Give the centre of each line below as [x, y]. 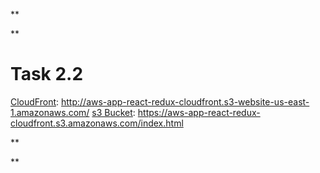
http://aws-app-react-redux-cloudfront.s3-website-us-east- [185, 101]
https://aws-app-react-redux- [199, 112]
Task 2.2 [47, 74]
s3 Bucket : [113, 112]
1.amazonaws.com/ [50, 112]
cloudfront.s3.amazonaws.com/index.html [97, 123]
